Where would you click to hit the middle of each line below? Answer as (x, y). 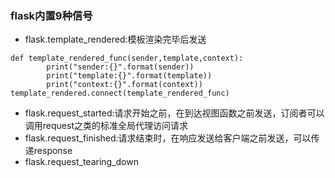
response (53, 151)
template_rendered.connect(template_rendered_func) (120, 93)
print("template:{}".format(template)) (129, 76)
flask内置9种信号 (51, 15)
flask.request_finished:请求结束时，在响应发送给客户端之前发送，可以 (168, 138)
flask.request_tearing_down (81, 162)
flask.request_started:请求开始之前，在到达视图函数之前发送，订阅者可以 (174, 113)
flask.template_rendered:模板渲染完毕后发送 (115, 39)
